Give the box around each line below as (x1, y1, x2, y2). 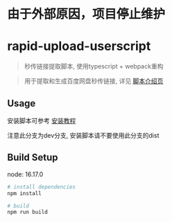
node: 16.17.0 (7, 170, 44, 178)
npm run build (7, 209, 49, 216)
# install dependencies (7, 183, 76, 190)
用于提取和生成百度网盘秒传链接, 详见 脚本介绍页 (24, 77, 164, 85)
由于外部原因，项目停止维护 (7, 6, 166, 22)
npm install (7, 189, 42, 197)
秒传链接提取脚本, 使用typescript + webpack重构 (24, 62, 164, 71)
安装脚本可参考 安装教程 (7, 116, 76, 124)
